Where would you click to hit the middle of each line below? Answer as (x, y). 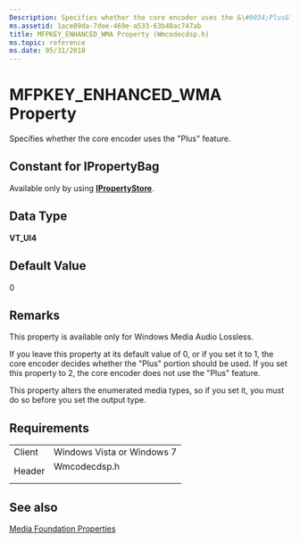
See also (33, 507)
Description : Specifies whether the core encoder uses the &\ (127, 17)
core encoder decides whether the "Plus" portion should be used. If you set (149, 363)
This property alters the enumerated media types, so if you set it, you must (147, 390)
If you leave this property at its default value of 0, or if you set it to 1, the (142, 355)
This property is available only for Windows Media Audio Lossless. (132, 337)
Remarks (35, 315)
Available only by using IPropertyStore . (82, 188)
